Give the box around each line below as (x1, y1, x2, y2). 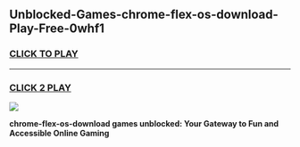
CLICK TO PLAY (9, 48, 79, 61)
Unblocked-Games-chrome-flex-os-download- (9, 7, 279, 22)
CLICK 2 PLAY (9, 81, 71, 94)
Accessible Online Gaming (9, 127, 110, 138)
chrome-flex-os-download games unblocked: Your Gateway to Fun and (9, 118, 279, 128)
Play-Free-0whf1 (9, 21, 105, 37)
